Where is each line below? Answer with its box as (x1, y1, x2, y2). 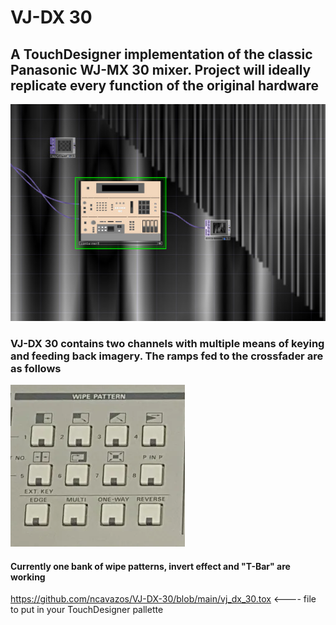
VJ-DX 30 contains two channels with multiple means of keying (10, 336, 325, 350)
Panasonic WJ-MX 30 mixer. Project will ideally (10, 61, 312, 78)
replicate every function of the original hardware (10, 77, 320, 94)
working (10, 571, 46, 583)
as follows (10, 361, 62, 375)
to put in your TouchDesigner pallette (10, 604, 164, 616)
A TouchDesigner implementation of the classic (10, 46, 313, 63)
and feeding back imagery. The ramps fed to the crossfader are (10, 349, 324, 363)
